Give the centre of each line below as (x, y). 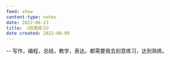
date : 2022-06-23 (27, 22)
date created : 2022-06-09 (38, 34)
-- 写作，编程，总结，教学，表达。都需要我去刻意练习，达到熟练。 (87, 51)
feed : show (19, 11)
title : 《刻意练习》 (29, 28)
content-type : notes (32, 17)
